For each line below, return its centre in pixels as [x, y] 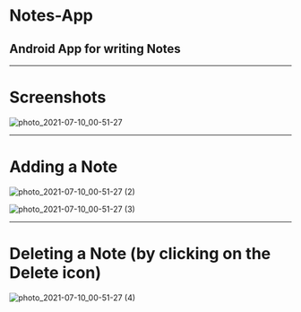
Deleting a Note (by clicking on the [140, 254]
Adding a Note [64, 167]
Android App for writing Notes [95, 49]
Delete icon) [55, 273]
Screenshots [58, 97]
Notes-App [52, 16]
